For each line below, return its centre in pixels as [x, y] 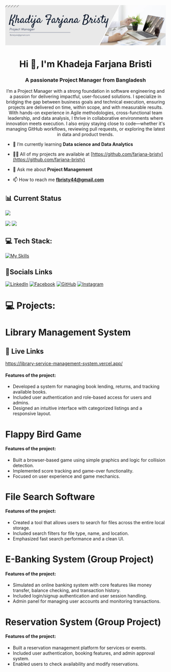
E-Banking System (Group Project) [80, 560]
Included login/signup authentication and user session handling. [80, 596]
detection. [23, 465]
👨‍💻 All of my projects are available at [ [52, 154]
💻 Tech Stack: [29, 241]
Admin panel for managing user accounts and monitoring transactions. [87, 601]
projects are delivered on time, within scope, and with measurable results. [85, 108]
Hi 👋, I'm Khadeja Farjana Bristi [85, 64]
